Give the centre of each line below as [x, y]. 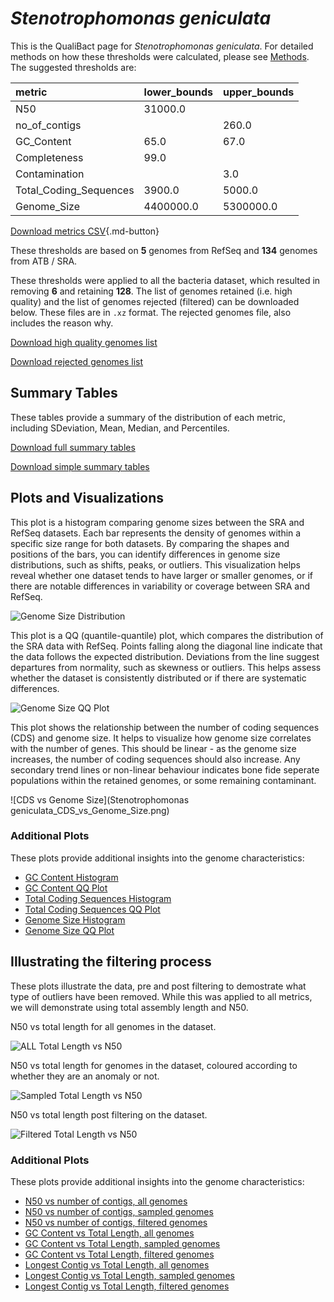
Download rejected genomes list [77, 361]
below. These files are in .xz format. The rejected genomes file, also [151, 312]
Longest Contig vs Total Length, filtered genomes [127, 1286]
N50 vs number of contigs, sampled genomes [119, 1211]
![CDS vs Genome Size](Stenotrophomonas [100, 799]
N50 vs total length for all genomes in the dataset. [113, 1026]
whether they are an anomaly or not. [85, 1076]
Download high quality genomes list [84, 342]
